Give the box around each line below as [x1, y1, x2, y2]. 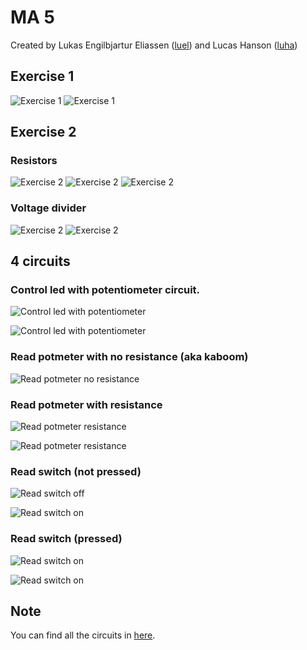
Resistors [10, 154, 58, 168]
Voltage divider [10, 201, 87, 215]
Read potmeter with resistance [10, 397, 163, 411]
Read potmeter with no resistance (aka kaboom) [10, 350, 249, 364]
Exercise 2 [10, 124, 77, 141]
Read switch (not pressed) [10, 464, 142, 478]
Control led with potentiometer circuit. [10, 283, 201, 297]
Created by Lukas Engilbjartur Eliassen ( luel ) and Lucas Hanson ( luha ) [10, 39, 298, 51]
